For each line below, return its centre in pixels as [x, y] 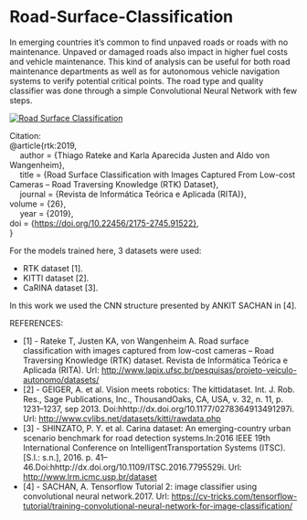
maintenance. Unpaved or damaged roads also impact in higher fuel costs [148, 51]
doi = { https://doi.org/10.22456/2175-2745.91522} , [104, 223]
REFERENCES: [37, 323]
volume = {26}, [38, 204]
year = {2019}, [47, 213]
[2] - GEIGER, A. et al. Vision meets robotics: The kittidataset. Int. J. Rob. [159, 389]
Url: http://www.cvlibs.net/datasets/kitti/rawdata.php [122, 419]
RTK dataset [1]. [53, 268]
